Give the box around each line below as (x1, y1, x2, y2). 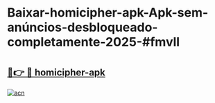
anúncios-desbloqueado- (7, 19, 158, 35)
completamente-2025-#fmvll (7, 35, 180, 50)
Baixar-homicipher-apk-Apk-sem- (7, 5, 209, 21)
